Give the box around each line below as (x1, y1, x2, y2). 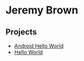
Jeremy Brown (5, 4, 79, 17)
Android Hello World (14, 42, 64, 49)
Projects (5, 27, 37, 37)
